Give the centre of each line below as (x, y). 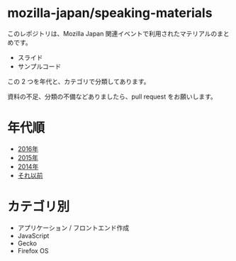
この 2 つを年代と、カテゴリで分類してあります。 (79, 81)
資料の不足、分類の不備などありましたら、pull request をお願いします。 (112, 96)
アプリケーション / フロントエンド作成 (73, 228)
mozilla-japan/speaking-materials (110, 13)
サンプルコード (39, 66)
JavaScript (33, 235)
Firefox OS (33, 250)
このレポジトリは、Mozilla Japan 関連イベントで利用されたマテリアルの (112, 33)
